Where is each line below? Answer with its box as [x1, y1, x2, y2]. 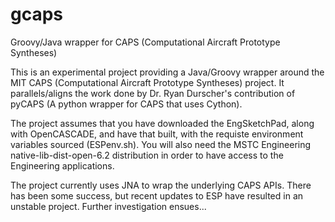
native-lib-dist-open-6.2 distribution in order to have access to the [10, 149, 284, 161]
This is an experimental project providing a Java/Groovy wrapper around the [10, 66, 325, 78]
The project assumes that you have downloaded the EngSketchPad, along [10, 117, 315, 129]
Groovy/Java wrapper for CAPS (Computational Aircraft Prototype [10, 36, 281, 48]
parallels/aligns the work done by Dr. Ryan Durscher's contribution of [10, 87, 296, 99]
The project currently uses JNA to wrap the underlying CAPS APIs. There [10, 179, 312, 191]
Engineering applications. [10, 159, 115, 172]
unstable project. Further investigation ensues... [10, 200, 207, 212]
